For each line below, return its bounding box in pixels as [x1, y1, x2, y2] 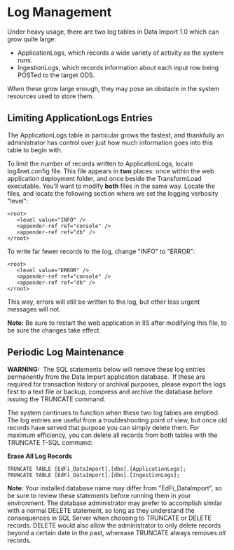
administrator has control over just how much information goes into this [7, 138, 214, 147]
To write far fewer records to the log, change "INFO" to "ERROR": [7, 247, 195, 255]
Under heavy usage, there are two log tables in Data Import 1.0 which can [7, 27, 219, 36]
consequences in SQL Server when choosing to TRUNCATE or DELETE [7, 514, 212, 522]
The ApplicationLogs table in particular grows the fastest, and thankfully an [7, 130, 224, 139]
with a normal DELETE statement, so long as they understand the [7, 506, 195, 514]
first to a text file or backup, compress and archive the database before [7, 387, 213, 396]
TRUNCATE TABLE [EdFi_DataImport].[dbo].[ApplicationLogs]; [7, 465, 187, 472]
